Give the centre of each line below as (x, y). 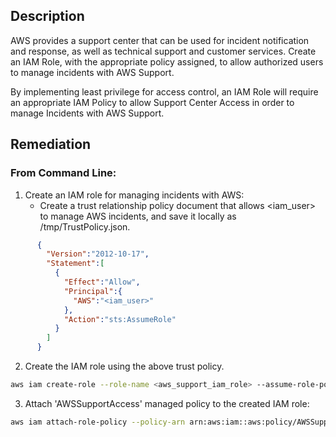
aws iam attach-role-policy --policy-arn (98, 422)
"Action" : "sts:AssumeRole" (120, 319)
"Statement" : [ (75, 264)
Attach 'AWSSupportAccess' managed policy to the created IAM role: (167, 403)
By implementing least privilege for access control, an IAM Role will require (164, 91)
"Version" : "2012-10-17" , (98, 254)
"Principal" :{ (93, 291)
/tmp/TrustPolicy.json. (85, 226)
